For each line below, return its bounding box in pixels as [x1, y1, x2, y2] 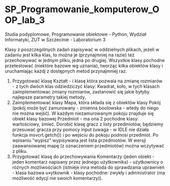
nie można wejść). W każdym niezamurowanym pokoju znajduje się [12, 110, 154, 116]
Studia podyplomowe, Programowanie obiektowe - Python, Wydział [5, 31, 147, 37]
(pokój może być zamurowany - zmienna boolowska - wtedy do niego [12, 105, 159, 111]
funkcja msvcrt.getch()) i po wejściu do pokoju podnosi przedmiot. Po [12, 132, 159, 138]
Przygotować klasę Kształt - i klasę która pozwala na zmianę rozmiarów [12, 78, 163, 84]
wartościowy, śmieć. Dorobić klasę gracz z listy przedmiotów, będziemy [12, 121, 163, 127]
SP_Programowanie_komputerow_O [5, 4, 160, 15]
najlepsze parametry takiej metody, [12, 94, 86, 100]
